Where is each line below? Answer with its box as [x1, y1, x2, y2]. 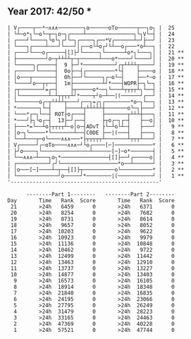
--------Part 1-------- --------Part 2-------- [25, 190, 175, 198]
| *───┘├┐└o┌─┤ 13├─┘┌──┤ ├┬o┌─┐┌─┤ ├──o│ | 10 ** [7, 116, 185, 124]
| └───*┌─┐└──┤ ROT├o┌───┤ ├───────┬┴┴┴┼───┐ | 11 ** [7, 111, 185, 118]
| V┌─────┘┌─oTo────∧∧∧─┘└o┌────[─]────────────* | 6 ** [7, 141, 185, 149]
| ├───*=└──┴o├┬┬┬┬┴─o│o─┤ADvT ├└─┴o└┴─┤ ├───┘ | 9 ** [7, 123, 185, 130]
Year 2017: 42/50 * [7, 6, 92, 18]
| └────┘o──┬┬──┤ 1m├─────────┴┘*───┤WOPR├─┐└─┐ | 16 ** [7, 80, 185, 87]
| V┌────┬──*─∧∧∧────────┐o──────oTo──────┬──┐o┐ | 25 [7, 24, 175, 31]
